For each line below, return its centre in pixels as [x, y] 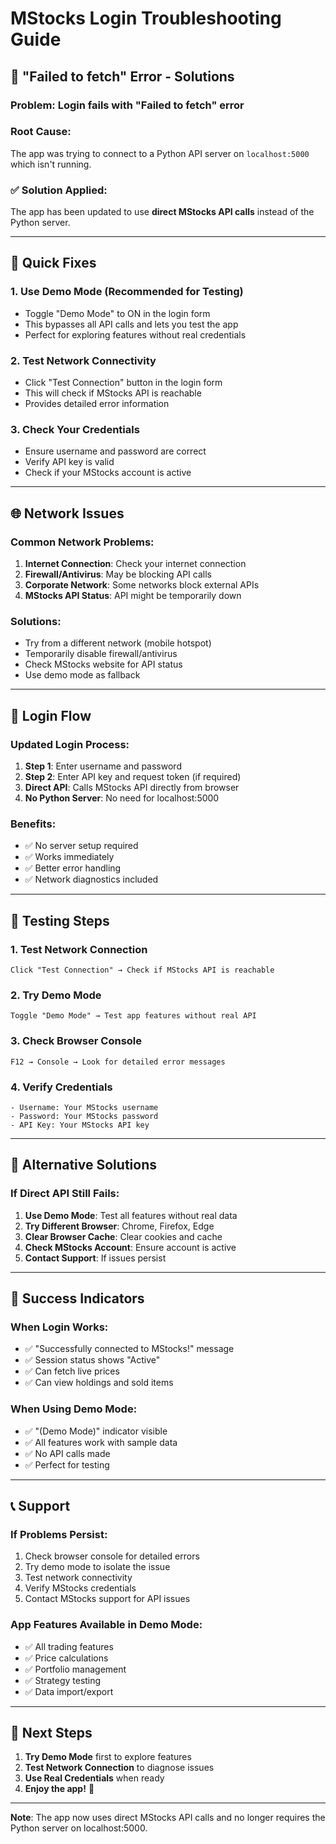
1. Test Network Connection [79, 949]
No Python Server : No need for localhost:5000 [122, 798]
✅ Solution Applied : [59, 190]
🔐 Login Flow [51, 715]
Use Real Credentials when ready [94, 1778]
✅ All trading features [69, 1646]
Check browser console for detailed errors [112, 1556]
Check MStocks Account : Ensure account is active [130, 1247]
